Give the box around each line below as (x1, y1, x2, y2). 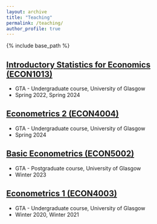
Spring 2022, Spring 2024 (14, 92, 80, 99)
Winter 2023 (14, 171, 46, 178)
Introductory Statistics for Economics (6, 60, 151, 70)
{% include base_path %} (6, 42, 70, 49)
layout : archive (6, 8, 47, 15)
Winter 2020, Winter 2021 (14, 211, 80, 218)
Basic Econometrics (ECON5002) (6, 149, 135, 159)
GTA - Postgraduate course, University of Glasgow (14, 164, 141, 172)
